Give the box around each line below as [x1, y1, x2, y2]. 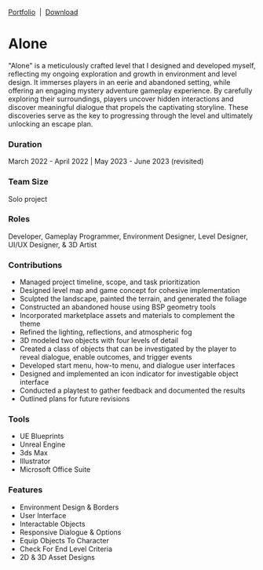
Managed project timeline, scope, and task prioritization [19, 277, 200, 287]
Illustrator [19, 456, 51, 466]
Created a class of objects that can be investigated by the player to [19, 344, 237, 353]
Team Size [8, 177, 49, 188]
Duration [8, 138, 42, 149]
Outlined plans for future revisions [19, 394, 130, 404]
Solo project [8, 194, 48, 203]
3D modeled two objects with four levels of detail [19, 336, 179, 345]
